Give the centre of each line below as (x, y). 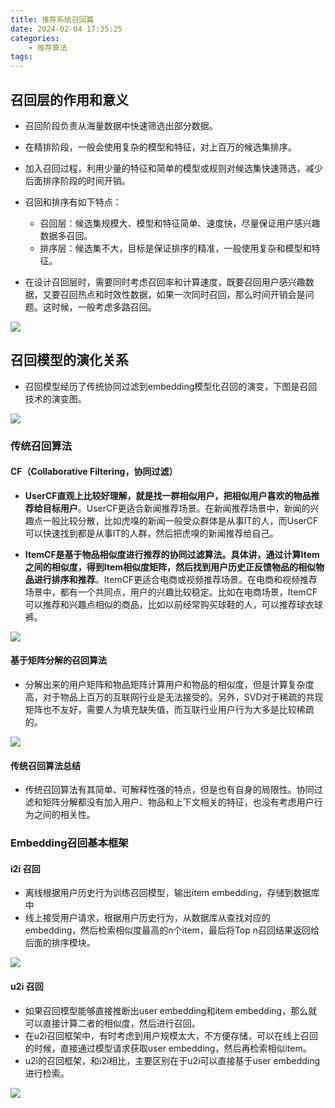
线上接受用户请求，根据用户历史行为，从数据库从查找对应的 (147, 918)
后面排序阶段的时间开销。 (77, 180)
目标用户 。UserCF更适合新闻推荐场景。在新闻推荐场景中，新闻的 (176, 508)
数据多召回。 (66, 235)
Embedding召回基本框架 (69, 843)
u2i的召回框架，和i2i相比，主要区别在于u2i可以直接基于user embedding (172, 1060)
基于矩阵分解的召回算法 (58, 660)
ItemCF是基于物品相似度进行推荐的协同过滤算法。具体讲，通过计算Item (172, 554)
